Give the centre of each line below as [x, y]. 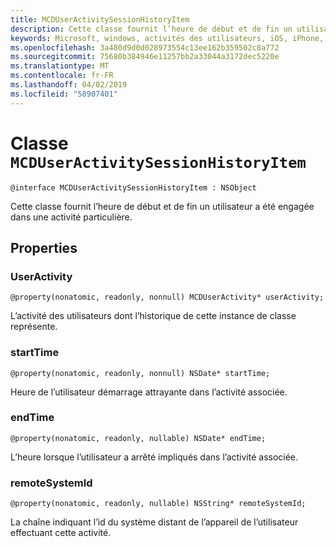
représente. [34, 327]
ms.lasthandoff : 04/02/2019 [69, 85]
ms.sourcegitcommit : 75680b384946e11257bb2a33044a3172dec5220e [145, 57]
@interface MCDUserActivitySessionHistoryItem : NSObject [133, 187]
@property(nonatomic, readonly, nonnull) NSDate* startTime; [140, 373]
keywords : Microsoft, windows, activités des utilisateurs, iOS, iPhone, [167, 38]
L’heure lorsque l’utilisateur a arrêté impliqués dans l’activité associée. [154, 457]
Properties [44, 247]
